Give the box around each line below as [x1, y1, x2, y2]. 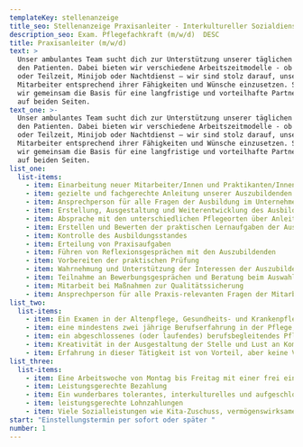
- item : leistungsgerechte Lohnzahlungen [25, 398, 183, 408]
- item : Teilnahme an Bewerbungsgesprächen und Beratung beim [25, 273, 264, 282]
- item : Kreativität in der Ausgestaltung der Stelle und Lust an [25, 340, 280, 349]
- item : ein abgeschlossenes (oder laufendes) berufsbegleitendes [25, 332, 280, 341]
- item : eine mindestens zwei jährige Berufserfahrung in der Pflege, [25, 324, 297, 333]
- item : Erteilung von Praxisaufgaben [25, 240, 171, 249]
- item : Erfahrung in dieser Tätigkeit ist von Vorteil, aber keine [25, 348, 289, 357]
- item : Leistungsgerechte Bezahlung [25, 382, 168, 391]
